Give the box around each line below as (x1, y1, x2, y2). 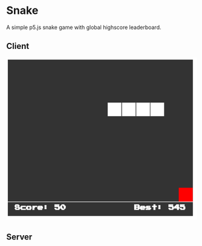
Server (6, 231, 33, 242)
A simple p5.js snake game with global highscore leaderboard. (6, 24, 161, 31)
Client (6, 41, 30, 51)
